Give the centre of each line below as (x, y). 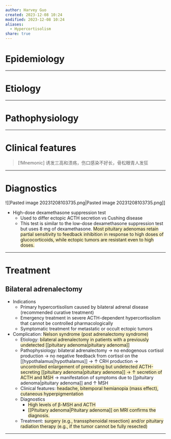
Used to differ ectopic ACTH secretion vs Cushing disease (81, 218)
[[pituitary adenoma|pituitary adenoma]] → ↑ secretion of (102, 372)
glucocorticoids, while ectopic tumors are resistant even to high (87, 239)
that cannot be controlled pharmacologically (67, 323)
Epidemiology (35, 59)
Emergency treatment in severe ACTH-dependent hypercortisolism (90, 318)
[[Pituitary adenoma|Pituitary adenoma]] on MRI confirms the (92, 410)
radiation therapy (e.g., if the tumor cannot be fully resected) (84, 426)
